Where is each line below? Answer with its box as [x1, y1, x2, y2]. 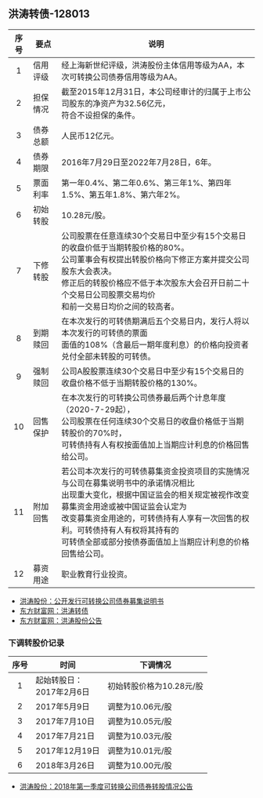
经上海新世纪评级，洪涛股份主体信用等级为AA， [61, 60, 237, 71]
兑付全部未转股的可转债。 [61, 351, 156, 362]
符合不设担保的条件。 [61, 109, 140, 120]
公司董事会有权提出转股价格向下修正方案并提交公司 [61, 253, 250, 264]
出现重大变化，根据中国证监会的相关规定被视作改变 [61, 489, 250, 500]
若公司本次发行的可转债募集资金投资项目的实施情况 [61, 465, 250, 476]
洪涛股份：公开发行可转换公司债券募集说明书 [19, 596, 164, 606]
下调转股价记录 [8, 637, 65, 648]
